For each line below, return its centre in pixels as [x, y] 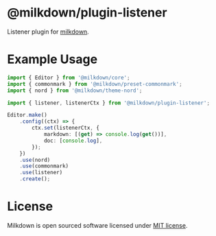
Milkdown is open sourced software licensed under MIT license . [97, 225]
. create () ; [35, 179]
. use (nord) [35, 160]
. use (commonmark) [44, 166]
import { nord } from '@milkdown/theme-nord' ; [75, 91]
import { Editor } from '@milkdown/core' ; [69, 78]
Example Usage [52, 59]
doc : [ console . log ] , [73, 141]
